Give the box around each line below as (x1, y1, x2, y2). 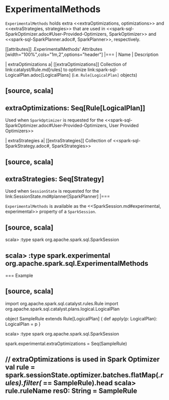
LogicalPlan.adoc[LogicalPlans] (5, 72, 71, 78)
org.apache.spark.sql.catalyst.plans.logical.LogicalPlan (5, 306, 120, 312)
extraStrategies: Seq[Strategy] (5, 175, 104, 183)
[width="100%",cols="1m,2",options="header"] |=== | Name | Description (5, 51, 159, 58)
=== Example (5, 272, 34, 278)
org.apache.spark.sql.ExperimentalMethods (5, 259, 149, 268)
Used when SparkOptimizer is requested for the (5, 117, 104, 123)
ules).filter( (5, 379, 42, 387)
